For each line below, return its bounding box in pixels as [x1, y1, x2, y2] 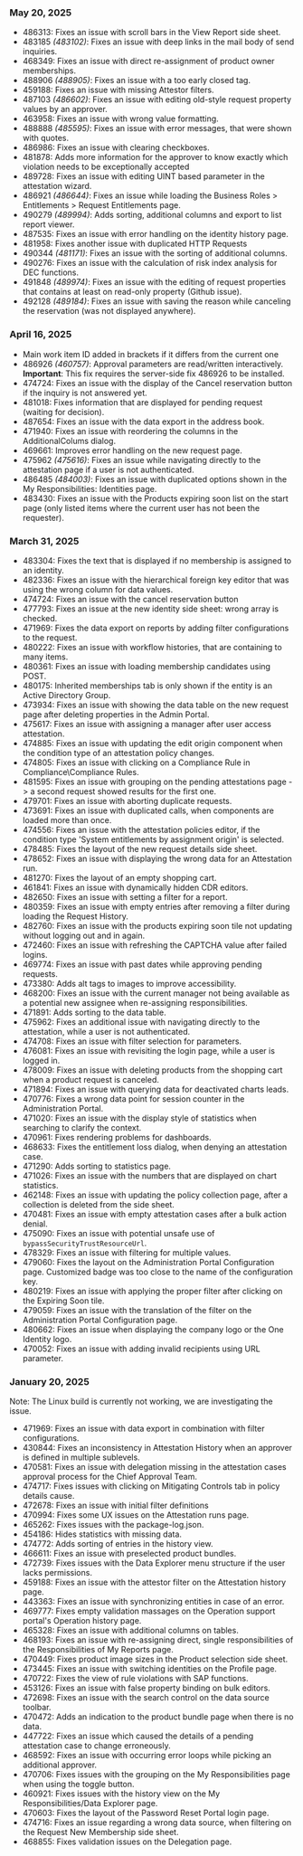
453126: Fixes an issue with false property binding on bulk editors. [22, 1682, 271, 1693]
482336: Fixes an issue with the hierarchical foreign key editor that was [22, 574, 289, 585]
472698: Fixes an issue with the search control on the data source [22, 1692, 270, 1703]
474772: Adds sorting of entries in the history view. [22, 1539, 213, 1549]
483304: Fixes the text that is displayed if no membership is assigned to [22, 554, 292, 566]
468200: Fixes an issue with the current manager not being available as [22, 988, 290, 999]
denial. [22, 1218, 48, 1229]
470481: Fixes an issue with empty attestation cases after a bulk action [22, 1208, 288, 1219]
